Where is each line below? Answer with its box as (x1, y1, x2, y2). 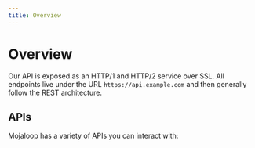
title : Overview (8, 11, 61, 20)
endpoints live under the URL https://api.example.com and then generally (8, 79, 247, 88)
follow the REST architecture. (8, 88, 103, 97)
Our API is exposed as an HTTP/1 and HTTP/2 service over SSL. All (8, 71, 225, 81)
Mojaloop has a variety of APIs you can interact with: (8, 131, 179, 141)
